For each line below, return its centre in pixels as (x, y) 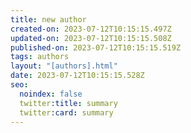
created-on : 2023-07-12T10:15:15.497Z (91, 29)
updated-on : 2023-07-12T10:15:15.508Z (91, 38)
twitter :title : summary (68, 103)
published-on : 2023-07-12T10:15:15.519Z (96, 47)
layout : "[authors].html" (64, 66)
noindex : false (51, 94)
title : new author (48, 19)
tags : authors (40, 57)
